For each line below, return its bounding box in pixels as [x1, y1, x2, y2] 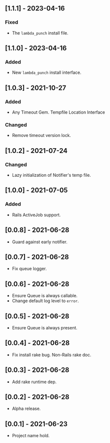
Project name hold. [12, 433, 50, 439]
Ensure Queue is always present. [12, 324, 78, 330]
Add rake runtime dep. [12, 379, 57, 385]
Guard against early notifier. [12, 239, 68, 245]
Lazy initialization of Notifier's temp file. [12, 172, 91, 178]
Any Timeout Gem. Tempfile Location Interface [12, 109, 105, 115]
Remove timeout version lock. [12, 133, 71, 138]
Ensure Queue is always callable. [12, 293, 78, 299]
